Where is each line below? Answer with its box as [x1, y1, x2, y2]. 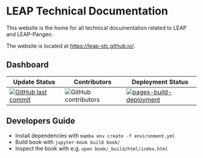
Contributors [73, 77, 112, 86]
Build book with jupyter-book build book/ [14, 138, 120, 145]
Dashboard [6, 60, 49, 70]
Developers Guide [6, 116, 76, 126]
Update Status [13, 77, 56, 86]
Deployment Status [132, 77, 188, 86]
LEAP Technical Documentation [6, 4, 168, 18]
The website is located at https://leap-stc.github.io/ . [6, 42, 135, 49]
